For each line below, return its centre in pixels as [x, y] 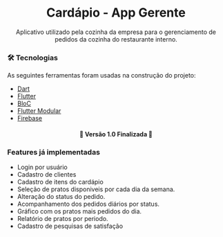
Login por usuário [42, 167]
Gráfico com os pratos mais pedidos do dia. [79, 211]
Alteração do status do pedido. [61, 197]
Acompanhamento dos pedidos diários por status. [88, 204]
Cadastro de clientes [47, 175]
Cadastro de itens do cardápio [60, 182]
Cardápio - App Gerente [116, 13]
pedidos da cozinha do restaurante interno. [116, 39]
